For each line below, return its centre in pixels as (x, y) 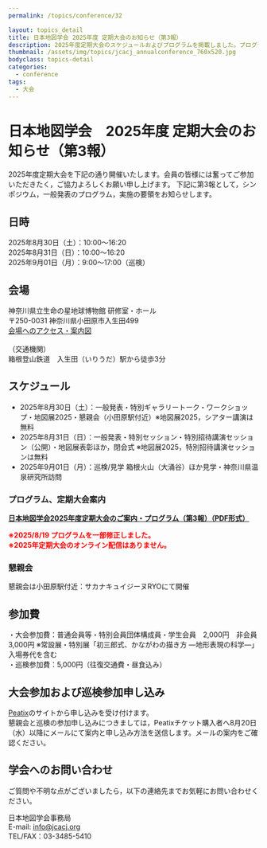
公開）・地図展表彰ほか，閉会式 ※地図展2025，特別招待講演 (131, 447)
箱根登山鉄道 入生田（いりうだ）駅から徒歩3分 (87, 359)
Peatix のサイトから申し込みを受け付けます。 (81, 713)
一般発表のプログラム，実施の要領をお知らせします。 (129, 194)
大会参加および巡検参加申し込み (87, 692)
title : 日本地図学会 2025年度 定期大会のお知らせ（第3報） (95, 37)
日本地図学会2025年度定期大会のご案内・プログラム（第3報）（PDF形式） (129, 518)
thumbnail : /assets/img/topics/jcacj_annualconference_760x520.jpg (122, 53)
